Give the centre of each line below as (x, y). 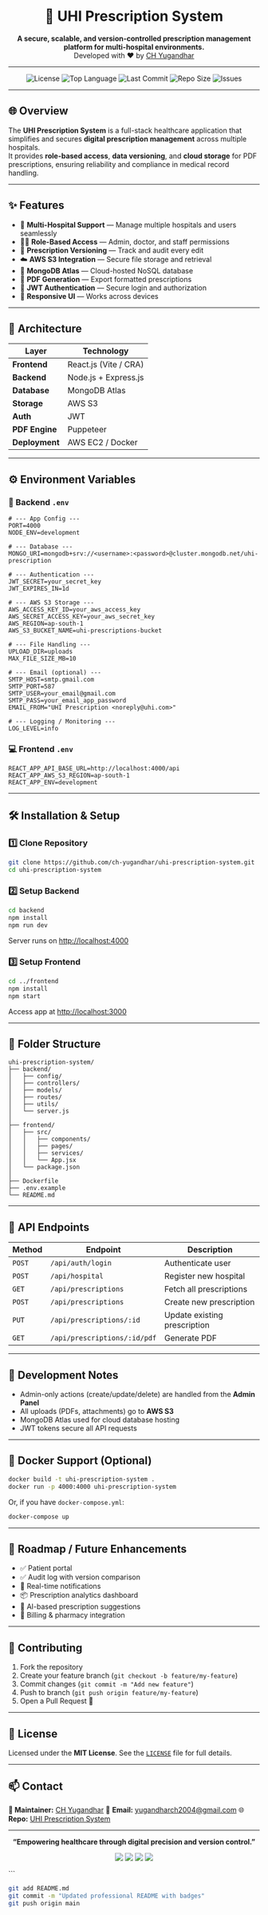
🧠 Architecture (45, 328)
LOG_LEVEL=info (33, 729)
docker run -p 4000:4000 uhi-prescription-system (93, 1487)
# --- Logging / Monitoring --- (62, 722)
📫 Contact (36, 1787)
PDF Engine (35, 429)
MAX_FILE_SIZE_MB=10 (43, 659)
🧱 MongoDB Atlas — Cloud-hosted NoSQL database (106, 270)
